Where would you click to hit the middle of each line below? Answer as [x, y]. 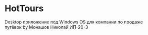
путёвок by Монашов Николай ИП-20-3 [47, 27]
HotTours [24, 9]
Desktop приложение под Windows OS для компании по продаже [74, 22]
